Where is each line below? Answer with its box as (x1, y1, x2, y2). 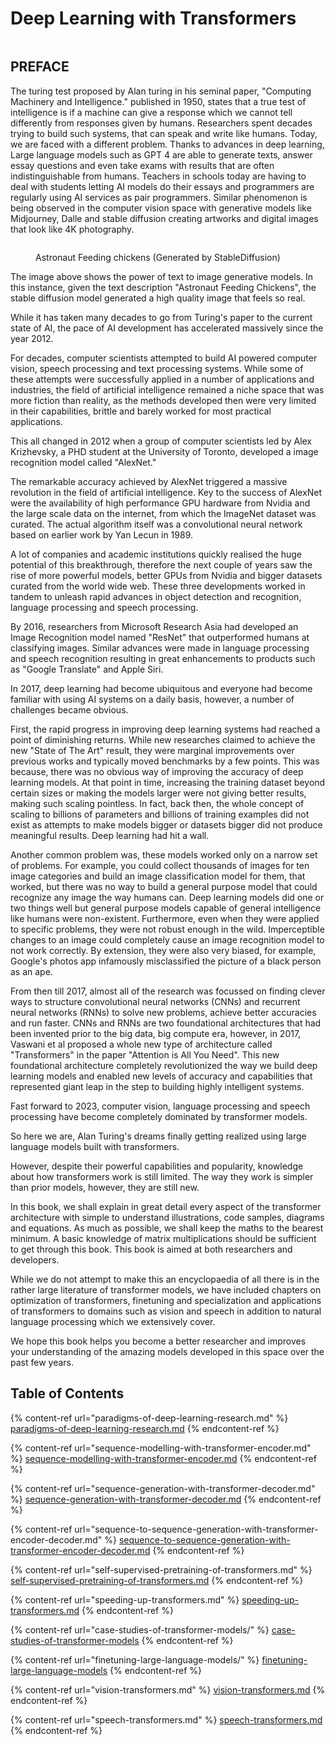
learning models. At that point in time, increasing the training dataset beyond (10, 776, 326, 788)
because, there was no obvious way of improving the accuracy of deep (10, 765, 304, 777)
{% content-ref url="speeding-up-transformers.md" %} (10, 1593, 240, 1606)
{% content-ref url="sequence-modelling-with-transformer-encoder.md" (10, 1442, 312, 1454)
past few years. (10, 1356, 75, 1368)
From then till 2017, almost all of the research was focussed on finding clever (10, 985, 326, 997)
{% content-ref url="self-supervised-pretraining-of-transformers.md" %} (10, 1563, 313, 1576)
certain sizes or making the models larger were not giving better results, (10, 787, 307, 799)
